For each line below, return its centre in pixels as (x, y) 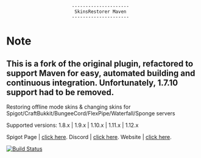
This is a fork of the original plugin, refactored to (100, 64)
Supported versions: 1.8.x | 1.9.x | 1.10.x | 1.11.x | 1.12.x (72, 125)
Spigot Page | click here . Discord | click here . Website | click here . (89, 137)
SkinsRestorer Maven (100, 12)
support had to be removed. (60, 92)
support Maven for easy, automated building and (101, 73)
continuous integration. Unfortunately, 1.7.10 (92, 83)
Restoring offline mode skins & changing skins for (69, 107)
